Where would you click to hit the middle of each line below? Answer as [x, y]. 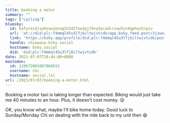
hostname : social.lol [33, 76]
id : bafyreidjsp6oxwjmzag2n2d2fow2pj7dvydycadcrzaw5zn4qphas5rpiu [81, 29]
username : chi [25, 71]
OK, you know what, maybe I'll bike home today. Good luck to [69, 109]
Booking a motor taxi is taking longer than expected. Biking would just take [83, 94]
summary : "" [18, 15]
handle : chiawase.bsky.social [41, 43]
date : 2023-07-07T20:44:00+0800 [39, 57]
